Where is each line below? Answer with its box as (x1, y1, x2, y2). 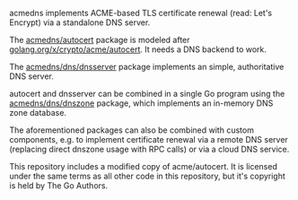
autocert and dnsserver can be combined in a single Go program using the (9, 89, 285, 99)
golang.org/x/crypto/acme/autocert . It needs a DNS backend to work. (9, 44, 267, 55)
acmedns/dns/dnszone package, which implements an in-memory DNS (9, 98, 274, 109)
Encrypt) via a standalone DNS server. (9, 17, 151, 28)
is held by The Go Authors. (9, 180, 109, 191)
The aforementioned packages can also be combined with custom (9, 125, 254, 135)
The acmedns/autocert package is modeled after (9, 35, 190, 45)
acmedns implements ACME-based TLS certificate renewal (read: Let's (9, 8, 272, 18)
